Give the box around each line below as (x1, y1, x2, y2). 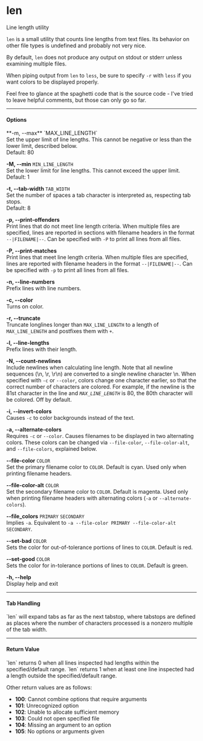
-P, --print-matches (6, 247, 57, 254)
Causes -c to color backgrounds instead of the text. (6, 414, 135, 422)
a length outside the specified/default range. (6, 672, 117, 679)
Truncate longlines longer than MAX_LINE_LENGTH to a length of (6, 321, 159, 328)
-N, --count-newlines (6, 357, 62, 365)
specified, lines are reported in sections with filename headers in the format (6, 229, 195, 236)
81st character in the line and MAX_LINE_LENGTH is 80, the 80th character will (6, 390, 193, 397)
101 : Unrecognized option (14, 702, 79, 709)
